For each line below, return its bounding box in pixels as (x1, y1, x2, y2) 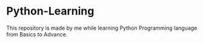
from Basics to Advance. (6, 30, 68, 38)
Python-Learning (6, 4, 95, 18)
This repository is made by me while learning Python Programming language (6, 24, 198, 31)
